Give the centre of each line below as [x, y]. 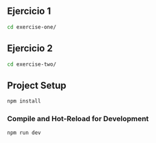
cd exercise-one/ [32, 27]
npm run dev [24, 133]
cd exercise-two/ [32, 64]
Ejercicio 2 [30, 48]
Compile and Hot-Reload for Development [78, 118]
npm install [24, 101]
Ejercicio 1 [29, 11]
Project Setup [37, 85]
